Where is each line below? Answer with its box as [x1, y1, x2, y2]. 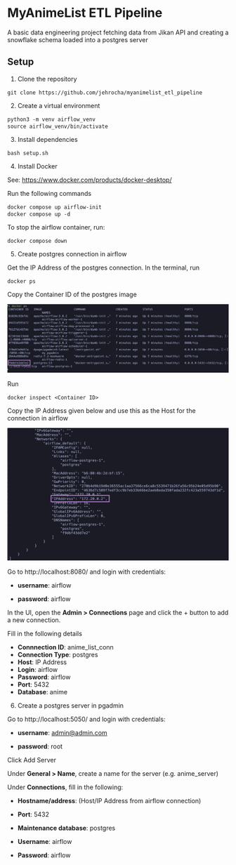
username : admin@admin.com [17, 728, 107, 737]
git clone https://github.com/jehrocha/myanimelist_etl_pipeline [7, 89, 202, 96]
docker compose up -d [7, 211, 71, 218]
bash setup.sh [7, 150, 49, 157]
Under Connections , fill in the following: [7, 783, 124, 791]
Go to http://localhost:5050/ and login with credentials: [7, 715, 166, 723]
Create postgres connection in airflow [17, 249, 127, 258]
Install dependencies [17, 135, 79, 143]
